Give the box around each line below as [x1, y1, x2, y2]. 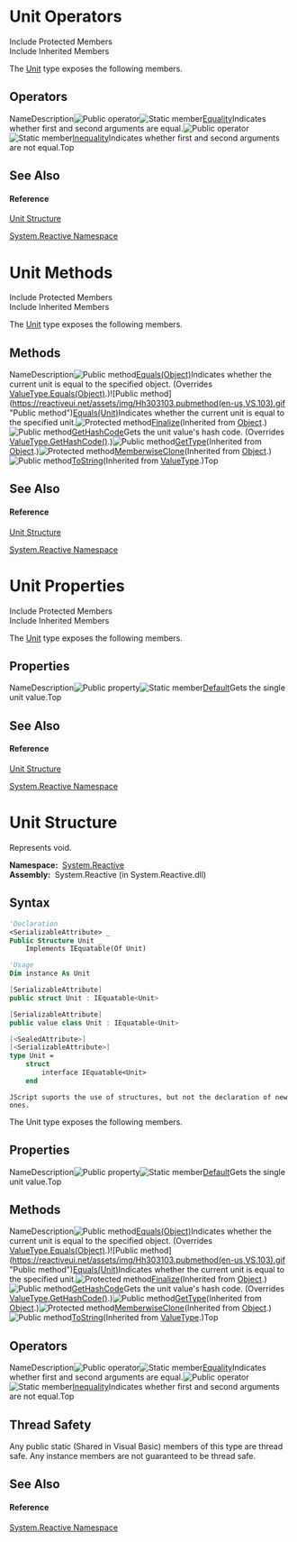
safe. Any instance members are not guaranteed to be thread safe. [9, 1451, 256, 1462]
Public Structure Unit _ [9, 935, 103, 945]
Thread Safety [9, 1417, 92, 1432]
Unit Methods [9, 262, 113, 283]
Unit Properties [9, 575, 125, 596]
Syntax [9, 895, 50, 911]
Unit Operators [9, 6, 122, 27]
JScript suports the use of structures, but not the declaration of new [9, 1092, 288, 1101]
